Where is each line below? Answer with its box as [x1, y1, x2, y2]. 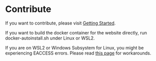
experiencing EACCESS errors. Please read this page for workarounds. [5, 50, 151, 56]
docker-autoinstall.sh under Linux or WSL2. [5, 35, 95, 41]
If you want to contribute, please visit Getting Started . [5, 20, 116, 26]
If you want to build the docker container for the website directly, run [5, 29, 147, 35]
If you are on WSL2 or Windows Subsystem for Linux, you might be [5, 44, 144, 50]
